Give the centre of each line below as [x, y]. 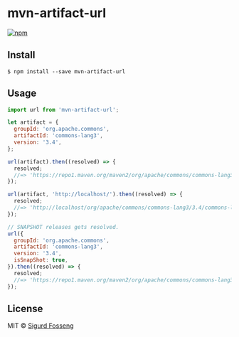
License [25, 308]
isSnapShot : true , [41, 260]
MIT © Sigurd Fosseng [41, 326]
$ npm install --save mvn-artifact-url [67, 71]
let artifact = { [33, 122]
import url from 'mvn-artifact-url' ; [63, 109]
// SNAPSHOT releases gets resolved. [63, 227]
